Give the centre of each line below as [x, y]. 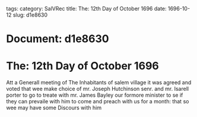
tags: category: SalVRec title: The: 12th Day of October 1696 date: [87, 9]
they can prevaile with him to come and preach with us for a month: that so [98, 102]
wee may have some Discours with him [54, 108]
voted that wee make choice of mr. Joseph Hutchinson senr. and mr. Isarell [97, 89]
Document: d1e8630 [58, 39]
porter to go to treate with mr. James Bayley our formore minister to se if [95, 95]
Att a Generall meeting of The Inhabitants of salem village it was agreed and [99, 83]
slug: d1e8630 [30, 15]
